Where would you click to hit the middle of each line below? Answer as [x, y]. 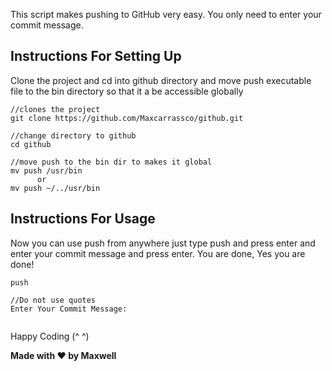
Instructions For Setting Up [96, 56]
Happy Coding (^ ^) [50, 336]
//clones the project [55, 109]
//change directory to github [73, 135]
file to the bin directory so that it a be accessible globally [127, 91]
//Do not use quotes [53, 300]
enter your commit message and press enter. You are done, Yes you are [158, 253]
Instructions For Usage [83, 219]
